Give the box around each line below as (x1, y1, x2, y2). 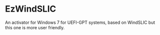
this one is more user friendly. (5, 24, 65, 30)
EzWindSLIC (5, 3, 56, 15)
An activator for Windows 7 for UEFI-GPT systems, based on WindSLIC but (5, 19, 156, 25)
